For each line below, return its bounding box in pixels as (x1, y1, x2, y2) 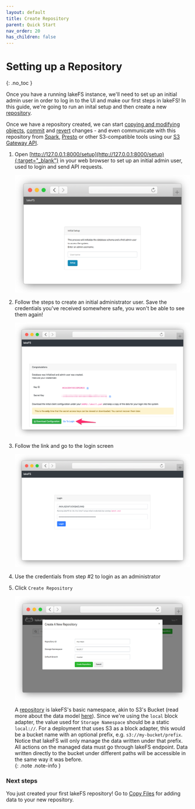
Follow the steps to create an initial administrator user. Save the (14, 299, 168, 306)
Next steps (6, 776, 38, 784)
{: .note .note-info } (14, 762, 61, 769)
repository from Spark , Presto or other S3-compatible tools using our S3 (6, 133, 180, 140)
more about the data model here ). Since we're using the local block (14, 712, 178, 719)
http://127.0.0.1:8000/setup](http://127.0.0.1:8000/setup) (31, 151, 165, 158)
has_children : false (6, 34, 57, 40)
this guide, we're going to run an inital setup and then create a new (6, 103, 167, 111)
